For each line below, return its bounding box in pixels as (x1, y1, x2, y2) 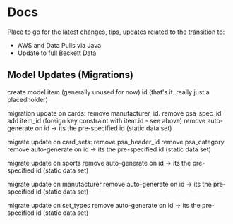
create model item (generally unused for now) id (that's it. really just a (7, 87, 210, 96)
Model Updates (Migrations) (7, 69, 134, 81)
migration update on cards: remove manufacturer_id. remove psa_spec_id (7, 108, 222, 117)
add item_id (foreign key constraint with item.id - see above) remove (7, 116, 206, 125)
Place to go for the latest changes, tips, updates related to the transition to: (7, 27, 225, 36)
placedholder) (7, 95, 48, 104)
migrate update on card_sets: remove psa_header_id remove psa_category (7, 137, 225, 146)
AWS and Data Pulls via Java (17, 41, 102, 49)
